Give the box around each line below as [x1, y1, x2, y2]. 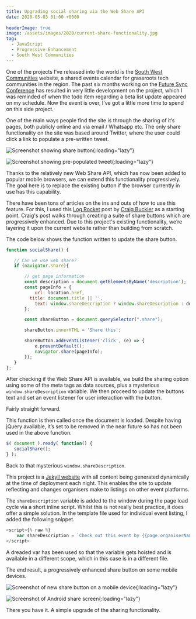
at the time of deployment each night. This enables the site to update [6, 480, 172, 486]
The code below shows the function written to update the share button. [6, 235, 177, 243]
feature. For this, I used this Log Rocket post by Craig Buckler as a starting [6, 205, 185, 212]
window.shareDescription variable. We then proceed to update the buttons [6, 388, 184, 395]
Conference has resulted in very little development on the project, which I [6, 87, 183, 94]
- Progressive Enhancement [11, 47, 77, 53]
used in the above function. [6, 429, 72, 436]
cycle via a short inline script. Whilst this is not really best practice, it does [6, 504, 184, 510]
